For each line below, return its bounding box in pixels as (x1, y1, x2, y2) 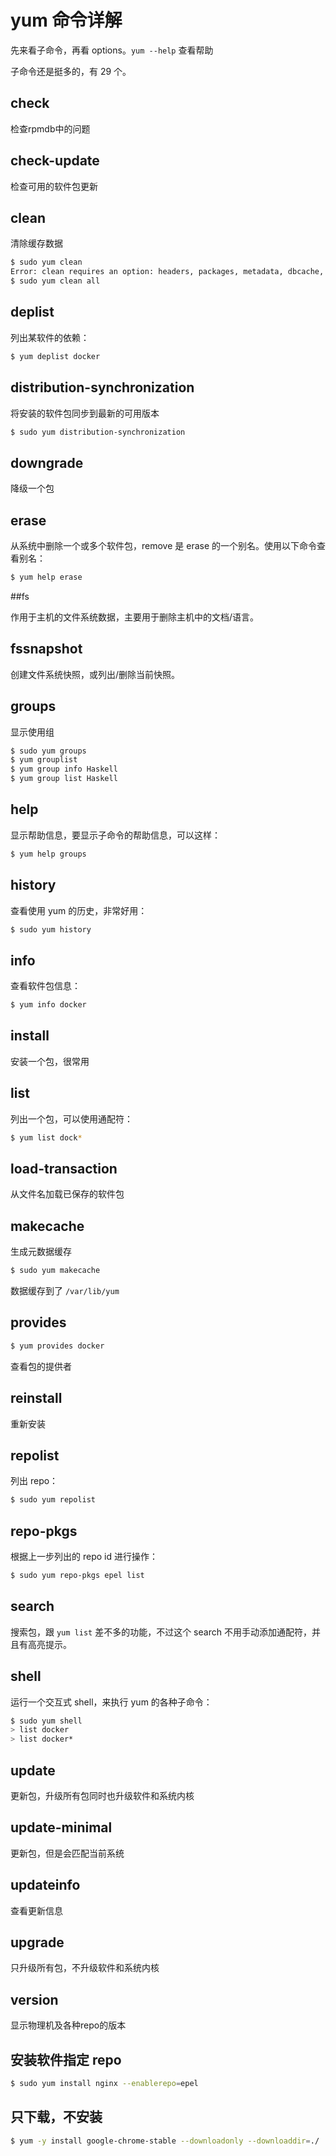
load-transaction (10, 1160, 118, 1177)
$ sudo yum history (10, 924, 92, 935)
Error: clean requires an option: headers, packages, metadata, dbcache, (10, 267, 325, 277)
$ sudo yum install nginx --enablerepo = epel (10, 2079, 199, 2089)
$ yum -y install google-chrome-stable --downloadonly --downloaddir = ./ (10, 2136, 320, 2146)
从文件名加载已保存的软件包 (10, 1188, 125, 1200)
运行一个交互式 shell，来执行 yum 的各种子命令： (10, 1696, 213, 1708)
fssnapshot (10, 641, 83, 658)
